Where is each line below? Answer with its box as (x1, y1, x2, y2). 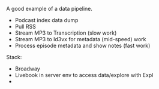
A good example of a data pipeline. (6, 5, 93, 12)
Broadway (14, 65, 40, 72)
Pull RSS (14, 23, 36, 30)
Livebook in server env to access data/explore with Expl (14, 72, 154, 78)
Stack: (6, 54, 22, 60)
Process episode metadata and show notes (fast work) (14, 42, 151, 49)
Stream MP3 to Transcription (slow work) (14, 29, 117, 36)
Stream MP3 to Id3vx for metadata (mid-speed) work (14, 36, 146, 42)
